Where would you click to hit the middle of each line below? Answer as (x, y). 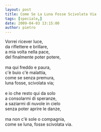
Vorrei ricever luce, (24, 41)
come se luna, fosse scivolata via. (39, 124)
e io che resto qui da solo (30, 94)
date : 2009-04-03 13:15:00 (32, 23)
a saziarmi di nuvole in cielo (33, 104)
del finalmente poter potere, (33, 57)
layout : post (18, 9)
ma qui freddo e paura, (28, 67)
